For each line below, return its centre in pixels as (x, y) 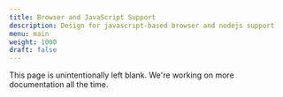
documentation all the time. (59, 85)
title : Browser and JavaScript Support (83, 17)
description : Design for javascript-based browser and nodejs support (142, 26)
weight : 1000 (33, 42)
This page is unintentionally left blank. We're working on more (122, 75)
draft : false (33, 50)
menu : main (29, 34)
